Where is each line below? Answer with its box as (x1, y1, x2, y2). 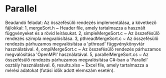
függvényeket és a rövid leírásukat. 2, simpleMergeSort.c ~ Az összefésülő (5, 30, 160, 36)
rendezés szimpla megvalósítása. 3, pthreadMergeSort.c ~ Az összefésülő (5, 35, 158, 41)
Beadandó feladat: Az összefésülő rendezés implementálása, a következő (5, 19, 156, 25)
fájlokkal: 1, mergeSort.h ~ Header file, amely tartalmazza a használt (5, 24, 146, 30)
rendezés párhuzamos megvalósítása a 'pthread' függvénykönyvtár (5, 40, 145, 46)
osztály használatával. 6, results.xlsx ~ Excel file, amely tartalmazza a (5, 62, 148, 68)
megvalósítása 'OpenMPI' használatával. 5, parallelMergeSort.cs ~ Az (5, 51, 149, 57)
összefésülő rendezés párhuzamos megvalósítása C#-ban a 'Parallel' (5, 56, 148, 62)
